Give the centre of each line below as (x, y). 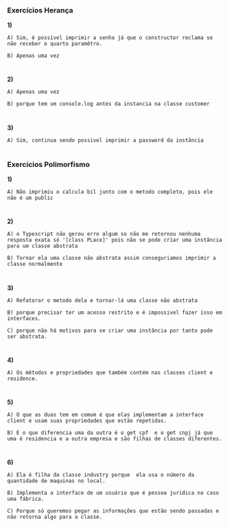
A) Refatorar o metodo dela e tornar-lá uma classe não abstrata (102, 300)
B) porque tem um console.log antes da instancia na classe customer (109, 104)
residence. (23, 379)
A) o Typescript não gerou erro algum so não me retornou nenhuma (104, 234)
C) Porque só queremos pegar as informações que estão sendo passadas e (113, 511)
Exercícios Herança (40, 10)
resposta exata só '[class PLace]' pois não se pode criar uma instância (115, 240)
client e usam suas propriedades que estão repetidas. (87, 421)
